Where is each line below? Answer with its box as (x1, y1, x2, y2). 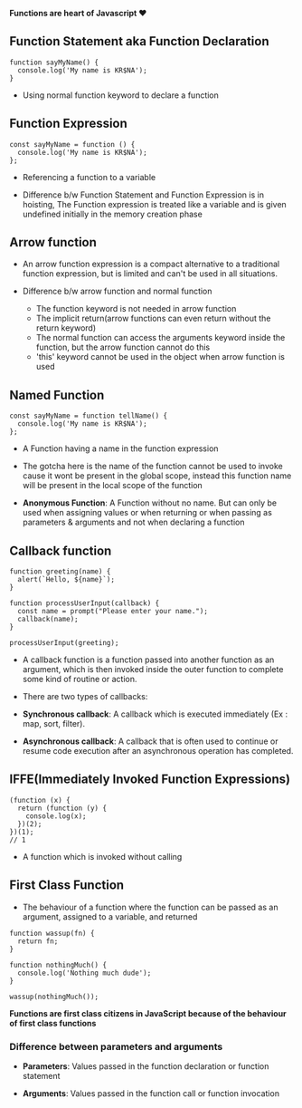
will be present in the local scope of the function (22, 480, 203, 491)
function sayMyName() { (9, 58, 99, 67)
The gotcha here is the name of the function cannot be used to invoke (22, 461, 283, 472)
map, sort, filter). (22, 718, 86, 729)
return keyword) (35, 323, 97, 333)
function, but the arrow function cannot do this (35, 342, 211, 352)
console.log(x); (25, 811, 88, 821)
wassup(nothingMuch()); (9, 992, 99, 1001)
